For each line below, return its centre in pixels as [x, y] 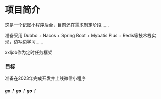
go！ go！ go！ [21, 91]
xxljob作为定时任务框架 [29, 52]
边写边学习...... [29, 42]
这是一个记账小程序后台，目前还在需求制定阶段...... [57, 25]
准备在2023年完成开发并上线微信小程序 [46, 78]
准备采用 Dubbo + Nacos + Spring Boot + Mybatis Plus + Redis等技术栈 [79, 35]
